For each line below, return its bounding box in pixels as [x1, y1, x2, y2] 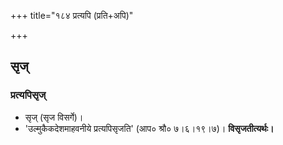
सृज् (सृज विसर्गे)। [24, 111, 84, 123]
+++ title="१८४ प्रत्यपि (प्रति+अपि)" [10, 10, 134, 21]
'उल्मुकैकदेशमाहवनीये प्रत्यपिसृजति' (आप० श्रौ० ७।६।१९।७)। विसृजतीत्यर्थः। [24, 122, 275, 134]
